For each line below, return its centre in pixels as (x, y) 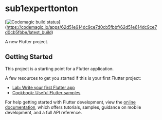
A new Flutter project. (27, 41)
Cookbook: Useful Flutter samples (46, 92)
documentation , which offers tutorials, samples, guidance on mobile (73, 107)
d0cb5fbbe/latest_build (28, 32)
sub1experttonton (42, 9)
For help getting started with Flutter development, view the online (71, 102)
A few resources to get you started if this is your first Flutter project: (73, 78)
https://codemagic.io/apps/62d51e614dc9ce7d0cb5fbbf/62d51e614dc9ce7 (82, 27)
